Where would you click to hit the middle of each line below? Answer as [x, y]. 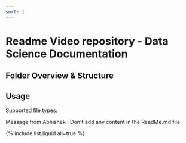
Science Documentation [67, 54]
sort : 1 [15, 12]
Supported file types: [32, 110]
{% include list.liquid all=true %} [45, 133]
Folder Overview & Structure [60, 76]
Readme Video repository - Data [87, 41]
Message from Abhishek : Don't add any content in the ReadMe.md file [93, 122]
